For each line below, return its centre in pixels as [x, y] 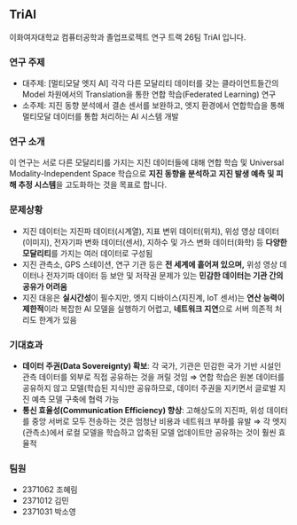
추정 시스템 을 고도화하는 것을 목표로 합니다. [93, 184]
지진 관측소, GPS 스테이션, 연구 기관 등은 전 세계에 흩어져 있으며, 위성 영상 [149, 264]
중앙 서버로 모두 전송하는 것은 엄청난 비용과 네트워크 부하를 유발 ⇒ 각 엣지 [159, 421]
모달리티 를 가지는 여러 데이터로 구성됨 [87, 253]
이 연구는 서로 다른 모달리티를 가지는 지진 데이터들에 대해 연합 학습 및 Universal [147, 162]
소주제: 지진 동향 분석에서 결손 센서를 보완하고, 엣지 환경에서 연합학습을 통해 [153, 106]
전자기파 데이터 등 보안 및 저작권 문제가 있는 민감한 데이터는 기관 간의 [164, 275]
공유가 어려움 [45, 286]
